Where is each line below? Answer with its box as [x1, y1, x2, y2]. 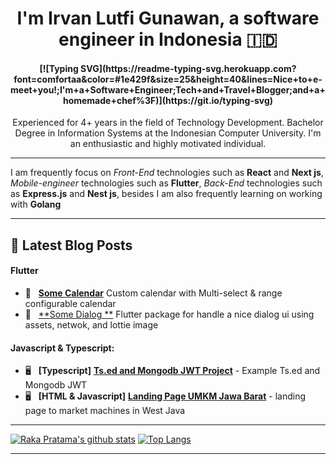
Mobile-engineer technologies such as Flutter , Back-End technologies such [10, 177, 323, 189]
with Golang [10, 198, 62, 211]
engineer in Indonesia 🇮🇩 [58, 28, 278, 51]
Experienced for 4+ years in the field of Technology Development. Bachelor [12, 117, 324, 129]
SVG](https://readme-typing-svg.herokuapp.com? [80, 62, 297, 74]
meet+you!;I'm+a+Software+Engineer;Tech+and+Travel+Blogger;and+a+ [10, 83, 326, 96]
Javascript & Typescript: [10, 342, 115, 354]
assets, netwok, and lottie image [24, 318, 159, 331]
